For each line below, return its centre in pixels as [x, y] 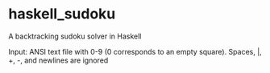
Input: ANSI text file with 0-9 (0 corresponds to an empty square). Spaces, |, [135, 51]
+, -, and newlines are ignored [58, 60]
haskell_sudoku [62, 14]
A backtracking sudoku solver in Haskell [75, 36]
